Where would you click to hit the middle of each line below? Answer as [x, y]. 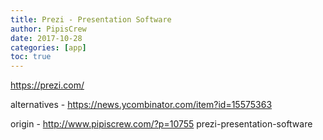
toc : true [31, 57]
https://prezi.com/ [47, 85]
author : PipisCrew [48, 29]
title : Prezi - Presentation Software [91, 19]
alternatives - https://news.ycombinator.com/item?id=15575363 [141, 105]
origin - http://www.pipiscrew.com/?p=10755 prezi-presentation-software [161, 124]
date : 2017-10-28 [46, 38]
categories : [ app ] [48, 47]
